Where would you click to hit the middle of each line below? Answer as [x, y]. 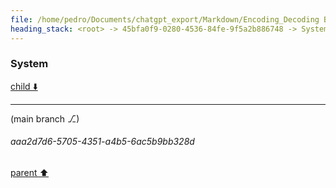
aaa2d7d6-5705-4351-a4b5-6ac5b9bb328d [102, 142]
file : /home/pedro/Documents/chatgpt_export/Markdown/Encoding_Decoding [165, 19]
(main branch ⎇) [45, 118]
